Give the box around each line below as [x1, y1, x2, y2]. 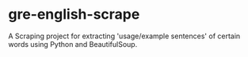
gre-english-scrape [8, 5, 140, 23]
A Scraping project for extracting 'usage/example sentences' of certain [8, 31, 241, 41]
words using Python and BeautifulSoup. [8, 39, 138, 48]
